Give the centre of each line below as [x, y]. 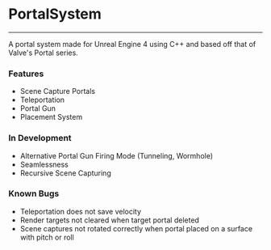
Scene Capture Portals [58, 91]
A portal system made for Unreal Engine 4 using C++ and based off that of [132, 44]
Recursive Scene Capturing [65, 173]
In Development [40, 138]
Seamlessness [44, 164]
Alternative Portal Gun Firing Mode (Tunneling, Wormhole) [117, 155]
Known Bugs [34, 193]
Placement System [51, 117]
